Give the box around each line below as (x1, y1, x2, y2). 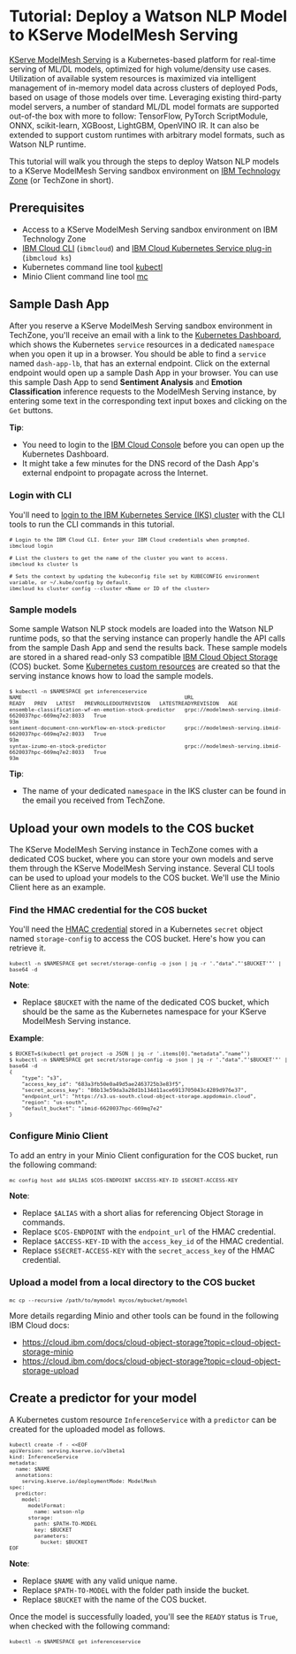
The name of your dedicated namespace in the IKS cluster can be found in (21, 786, 287, 796)
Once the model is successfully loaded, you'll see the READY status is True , (9, 1611, 278, 1621)
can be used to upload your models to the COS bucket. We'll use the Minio (9, 872, 281, 882)
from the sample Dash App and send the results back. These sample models (9, 642, 287, 653)
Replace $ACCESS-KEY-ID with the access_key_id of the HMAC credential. (21, 1235, 285, 1246)
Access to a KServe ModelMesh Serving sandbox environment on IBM (21, 224, 278, 235)
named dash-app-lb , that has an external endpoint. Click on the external (9, 358, 270, 368)
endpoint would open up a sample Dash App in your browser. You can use (9, 367, 279, 378)
